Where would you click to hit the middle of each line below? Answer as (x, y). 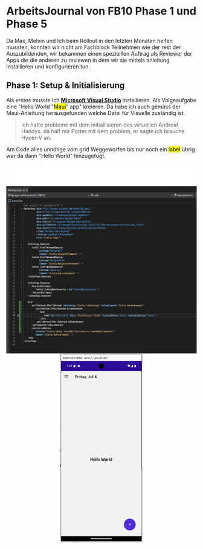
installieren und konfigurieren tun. (48, 66)
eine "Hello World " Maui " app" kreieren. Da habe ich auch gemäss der (94, 107)
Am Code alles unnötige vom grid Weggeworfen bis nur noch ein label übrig (101, 149)
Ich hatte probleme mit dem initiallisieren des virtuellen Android (99, 125)
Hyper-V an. (36, 137)
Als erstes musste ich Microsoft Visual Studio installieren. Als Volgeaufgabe (101, 100)
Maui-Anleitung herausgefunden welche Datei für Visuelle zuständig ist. (96, 113)
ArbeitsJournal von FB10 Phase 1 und (101, 11)
